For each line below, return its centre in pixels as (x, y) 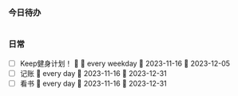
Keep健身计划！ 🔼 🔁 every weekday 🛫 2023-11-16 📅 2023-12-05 (125, 63)
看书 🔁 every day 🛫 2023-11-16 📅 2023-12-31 (93, 83)
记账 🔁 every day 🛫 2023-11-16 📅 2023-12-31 (93, 73)
